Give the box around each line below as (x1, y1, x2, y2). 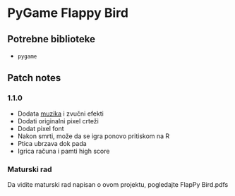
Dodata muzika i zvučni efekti (17, 109, 104, 118)
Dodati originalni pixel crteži (17, 116, 99, 125)
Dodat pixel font (17, 124, 65, 133)
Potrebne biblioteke (7, 33, 95, 45)
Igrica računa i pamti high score (17, 147, 110, 155)
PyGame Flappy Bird (7, 5, 129, 21)
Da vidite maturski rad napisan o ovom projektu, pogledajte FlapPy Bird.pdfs (7, 180, 229, 188)
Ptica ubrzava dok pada (17, 139, 87, 147)
